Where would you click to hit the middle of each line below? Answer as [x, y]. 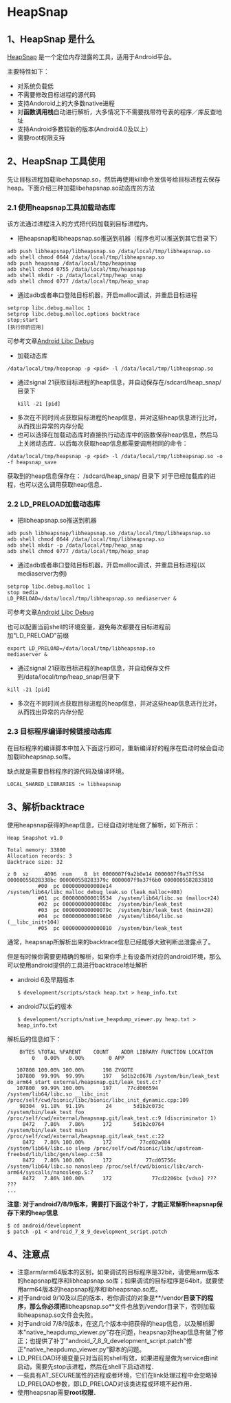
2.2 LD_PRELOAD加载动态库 [54, 504]
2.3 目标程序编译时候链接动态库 [59, 732]
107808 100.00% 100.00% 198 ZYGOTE [75, 1070]
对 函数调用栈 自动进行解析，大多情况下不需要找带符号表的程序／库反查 [117, 112]
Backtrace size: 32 [35, 862]
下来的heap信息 [35, 1212]
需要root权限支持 [41, 138]
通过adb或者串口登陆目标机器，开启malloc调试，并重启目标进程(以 [111, 565]
